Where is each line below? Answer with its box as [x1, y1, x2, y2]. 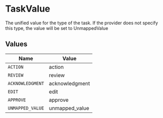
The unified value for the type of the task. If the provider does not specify [5, 20, 158, 26]
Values [5, 40, 28, 49]
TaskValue [5, 3, 50, 15]
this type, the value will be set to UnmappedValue [5, 25, 108, 31]
